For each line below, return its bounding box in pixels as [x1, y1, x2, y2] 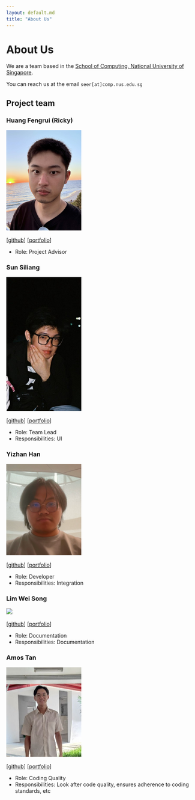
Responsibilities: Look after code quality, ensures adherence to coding [14, 781, 189, 788]
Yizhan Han [6, 450, 41, 458]
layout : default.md [6, 10, 55, 16]
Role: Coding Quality [14, 774, 66, 781]
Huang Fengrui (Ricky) [6, 116, 73, 125]
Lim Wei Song [6, 594, 47, 603]
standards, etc [14, 787, 51, 794]
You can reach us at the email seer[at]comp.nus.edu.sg [6, 81, 143, 88]
